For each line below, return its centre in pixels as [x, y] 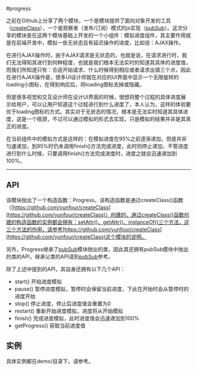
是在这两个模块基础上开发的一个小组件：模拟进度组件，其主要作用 [106, 35]
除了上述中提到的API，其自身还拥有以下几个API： [66, 269]
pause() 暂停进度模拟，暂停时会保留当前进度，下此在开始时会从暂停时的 [102, 289]
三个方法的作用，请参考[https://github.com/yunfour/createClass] [84, 229]
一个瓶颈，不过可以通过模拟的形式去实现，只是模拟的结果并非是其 [106, 119]
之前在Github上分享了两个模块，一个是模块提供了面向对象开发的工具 [89, 21]
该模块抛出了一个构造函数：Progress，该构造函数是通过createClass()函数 [95, 200]
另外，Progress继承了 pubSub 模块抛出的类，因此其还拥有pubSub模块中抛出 [97, 249]
